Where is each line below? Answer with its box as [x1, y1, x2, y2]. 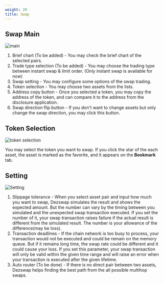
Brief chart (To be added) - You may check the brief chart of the [12, 53, 142, 58]
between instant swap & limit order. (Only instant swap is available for [12, 68, 153, 74]
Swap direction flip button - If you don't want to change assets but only [12, 105, 156, 111]
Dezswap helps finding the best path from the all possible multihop [12, 267, 148, 273]
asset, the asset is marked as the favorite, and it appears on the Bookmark [5, 152, 156, 158]
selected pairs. [12, 57, 43, 64]
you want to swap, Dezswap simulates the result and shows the [12, 199, 141, 205]
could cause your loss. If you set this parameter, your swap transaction [12, 246, 156, 252]
